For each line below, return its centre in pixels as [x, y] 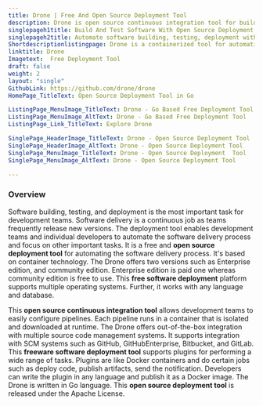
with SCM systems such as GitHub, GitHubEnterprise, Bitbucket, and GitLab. [131, 343]
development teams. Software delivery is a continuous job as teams [117, 219]
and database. [31, 295]
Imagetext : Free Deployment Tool [65, 60]
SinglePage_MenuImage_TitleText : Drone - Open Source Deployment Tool [127, 153]
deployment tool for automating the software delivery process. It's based [126, 253]
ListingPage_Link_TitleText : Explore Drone [80, 125]
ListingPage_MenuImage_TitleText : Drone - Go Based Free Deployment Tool [131, 110]
